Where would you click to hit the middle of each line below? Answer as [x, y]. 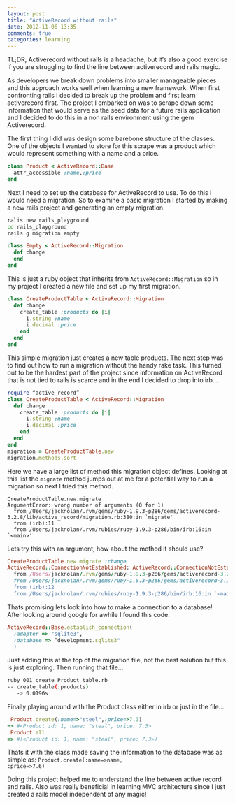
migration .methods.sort [42, 458]
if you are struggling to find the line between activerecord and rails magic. [114, 67]
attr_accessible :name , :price [57, 173]
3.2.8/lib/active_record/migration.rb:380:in [74, 517]
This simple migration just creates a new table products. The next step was [115, 358]
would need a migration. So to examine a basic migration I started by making [117, 200]
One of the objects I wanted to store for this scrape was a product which [112, 146]
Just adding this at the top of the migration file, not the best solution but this [116, 660]
